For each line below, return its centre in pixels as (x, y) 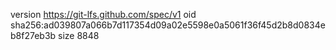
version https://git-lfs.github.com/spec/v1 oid (103, 14)
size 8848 (79, 35)
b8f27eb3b (33, 35)
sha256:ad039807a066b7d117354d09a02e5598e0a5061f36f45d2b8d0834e (168, 25)
